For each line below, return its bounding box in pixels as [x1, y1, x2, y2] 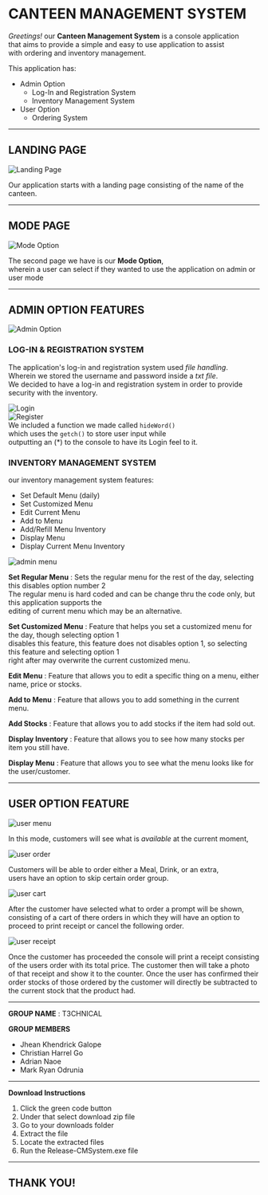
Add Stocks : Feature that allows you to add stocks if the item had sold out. [8, 718, 256, 728]
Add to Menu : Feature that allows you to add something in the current [8, 694, 239, 704]
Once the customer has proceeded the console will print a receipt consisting [8, 952, 260, 961]
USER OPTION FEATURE [8, 797, 130, 811]
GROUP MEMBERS [8, 1024, 70, 1033]
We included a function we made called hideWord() [8, 420, 176, 430]
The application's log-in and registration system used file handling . [8, 362, 229, 371]
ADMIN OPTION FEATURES [8, 303, 145, 316]
